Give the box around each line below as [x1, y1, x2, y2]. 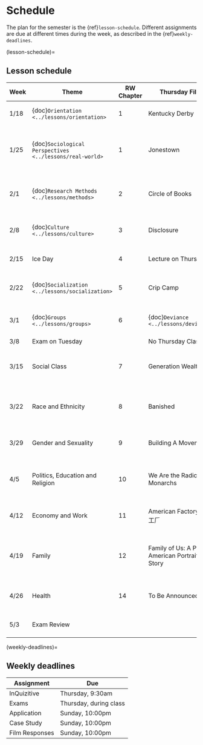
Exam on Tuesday [32, 337, 83, 345]
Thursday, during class [60, 699, 126, 707]
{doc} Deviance [147, 313, 189, 321]
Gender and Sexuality [32, 439, 94, 447]
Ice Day [32, 254, 54, 263]
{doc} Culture [32, 222, 69, 231]
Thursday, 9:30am [60, 689, 113, 697]
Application [9, 709, 42, 717]
